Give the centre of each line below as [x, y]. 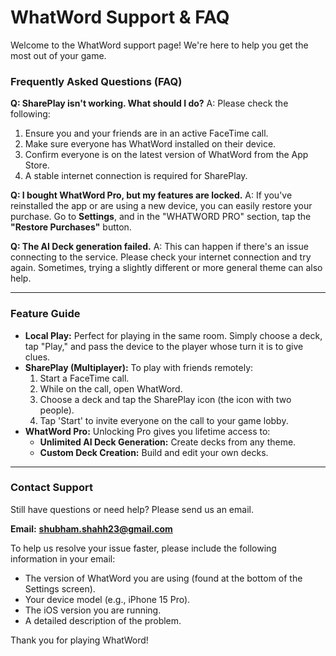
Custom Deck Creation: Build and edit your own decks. [154, 452]
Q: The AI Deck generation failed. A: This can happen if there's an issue [159, 247]
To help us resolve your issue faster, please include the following [143, 548]
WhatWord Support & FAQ [120, 17]
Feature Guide [45, 314]
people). [57, 410]
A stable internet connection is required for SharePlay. [136, 176]
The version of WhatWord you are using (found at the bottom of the [163, 578]
